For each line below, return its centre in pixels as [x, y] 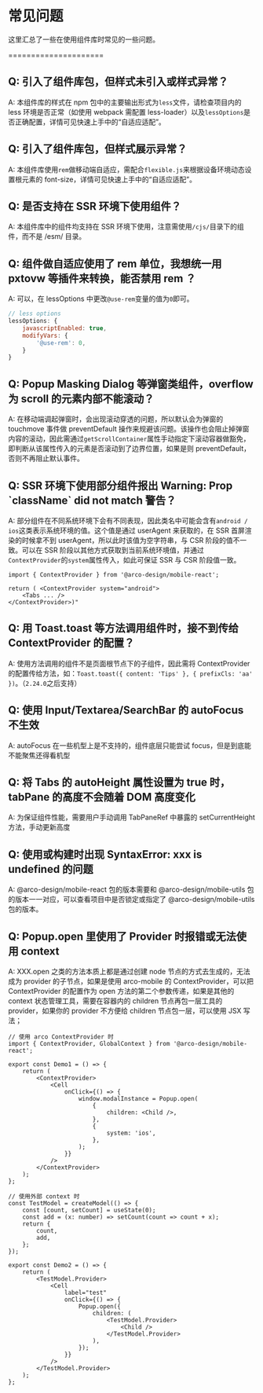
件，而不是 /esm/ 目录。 [47, 236]
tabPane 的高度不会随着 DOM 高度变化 [102, 797]
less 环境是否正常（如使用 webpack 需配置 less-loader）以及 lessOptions [126, 112]
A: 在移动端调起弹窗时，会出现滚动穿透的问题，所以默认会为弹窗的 [116, 419]
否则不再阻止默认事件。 [46, 458]
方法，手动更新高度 [39, 827]
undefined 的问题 [51, 869]
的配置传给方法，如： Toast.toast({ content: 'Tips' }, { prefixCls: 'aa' [130, 673]
